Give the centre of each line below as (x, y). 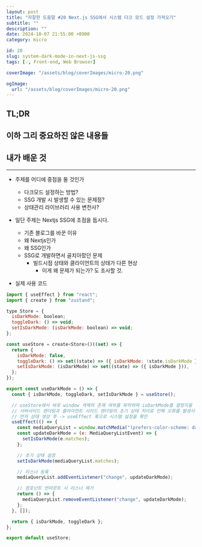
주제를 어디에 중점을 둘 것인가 (49, 179)
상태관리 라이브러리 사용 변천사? (61, 207)
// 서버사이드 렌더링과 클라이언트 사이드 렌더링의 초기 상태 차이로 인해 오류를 (96, 411)
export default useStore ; (38, 538)
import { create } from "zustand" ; (51, 300)
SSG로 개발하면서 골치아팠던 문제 (63, 255)
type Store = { (25, 311)
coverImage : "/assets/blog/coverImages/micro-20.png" (75, 73)
